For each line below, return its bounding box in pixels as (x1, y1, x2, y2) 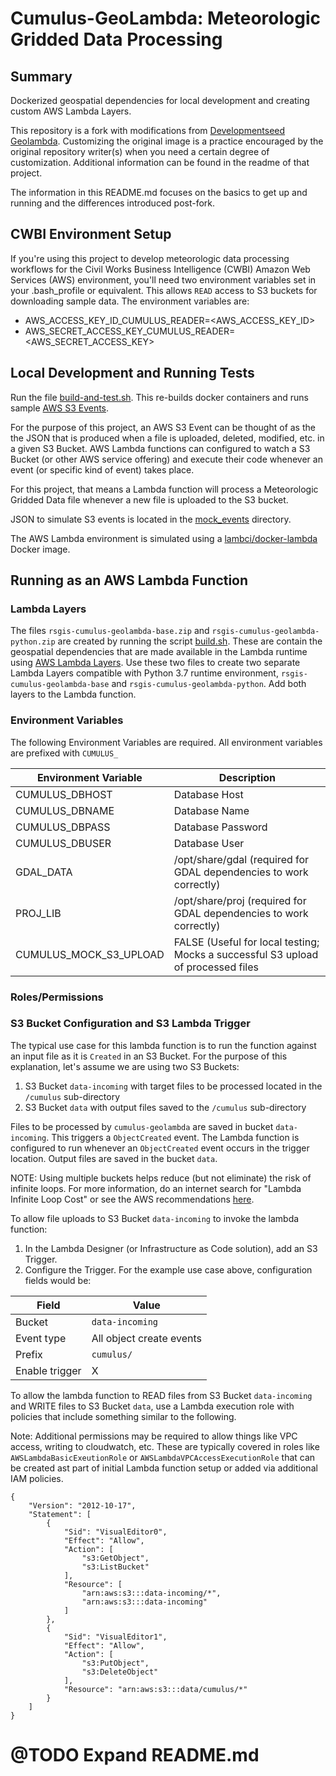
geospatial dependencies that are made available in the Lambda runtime (10, 646, 308, 658)
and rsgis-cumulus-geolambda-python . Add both (111, 678, 307, 690)
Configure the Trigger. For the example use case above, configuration (24, 1263, 313, 1276)
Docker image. (10, 543, 71, 555)
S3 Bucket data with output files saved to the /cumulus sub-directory (24, 1101, 307, 1113)
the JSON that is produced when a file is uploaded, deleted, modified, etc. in (10, 432, 325, 444)
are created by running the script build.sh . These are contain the (57, 635, 323, 647)
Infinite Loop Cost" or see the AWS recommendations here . (10, 1193, 255, 1205)
